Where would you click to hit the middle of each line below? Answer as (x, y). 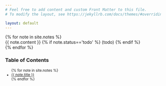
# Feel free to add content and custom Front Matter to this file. (76, 10)
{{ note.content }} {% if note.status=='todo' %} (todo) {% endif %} (73, 42)
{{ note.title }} (23, 75)
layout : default (22, 23)
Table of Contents (27, 60)
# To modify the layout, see (35, 14)
